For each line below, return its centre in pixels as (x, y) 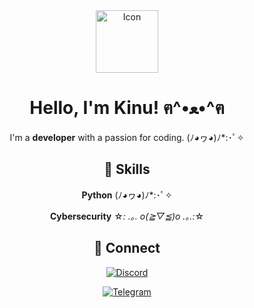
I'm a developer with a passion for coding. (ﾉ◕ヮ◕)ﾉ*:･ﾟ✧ (127, 137)
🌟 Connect (127, 248)
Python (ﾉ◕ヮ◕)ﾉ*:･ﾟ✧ (127, 195)
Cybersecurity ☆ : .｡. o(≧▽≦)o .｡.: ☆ (127, 216)
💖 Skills (127, 169)
